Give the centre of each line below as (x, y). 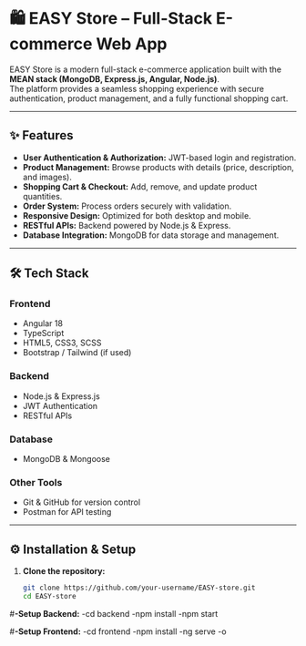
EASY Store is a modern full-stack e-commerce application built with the (146, 69)
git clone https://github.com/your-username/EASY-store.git (139, 588)
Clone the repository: (64, 571)
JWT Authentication (60, 405)
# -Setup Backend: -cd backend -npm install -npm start (114, 613)
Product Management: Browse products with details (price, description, (158, 167)
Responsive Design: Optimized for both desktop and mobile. (137, 215)
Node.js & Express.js (61, 396)
